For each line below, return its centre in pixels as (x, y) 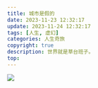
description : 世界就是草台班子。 (51, 52)
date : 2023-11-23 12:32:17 (46, 20)
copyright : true (30, 45)
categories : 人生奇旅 (36, 39)
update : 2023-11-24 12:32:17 (49, 26)
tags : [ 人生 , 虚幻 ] (33, 33)
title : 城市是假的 (31, 13)
